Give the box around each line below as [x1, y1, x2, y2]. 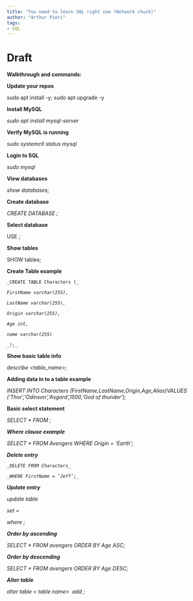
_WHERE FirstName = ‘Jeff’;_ [7, 473, 79, 480]
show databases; [7, 186, 49, 194]
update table [7, 495, 38, 502]
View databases [7, 175, 48, 182]
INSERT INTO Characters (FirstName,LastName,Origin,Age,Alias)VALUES [7, 387, 187, 394]
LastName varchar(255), [7, 300, 66, 306]
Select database [7, 222, 48, 229]
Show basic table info [7, 352, 61, 360]
